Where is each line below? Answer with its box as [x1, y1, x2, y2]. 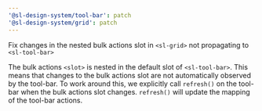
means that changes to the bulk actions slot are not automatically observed [8, 70, 252, 80]
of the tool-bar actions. [8, 95, 83, 105]
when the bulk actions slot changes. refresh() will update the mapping [20, 87, 250, 96]
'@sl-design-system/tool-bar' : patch [8, 11, 132, 20]
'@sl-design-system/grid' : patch [8, 19, 118, 27]
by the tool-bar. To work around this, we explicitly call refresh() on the [8, 79, 238, 88]
